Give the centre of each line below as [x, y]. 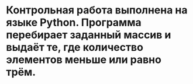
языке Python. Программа [74, 22]
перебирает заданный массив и [89, 35]
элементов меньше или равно [84, 60]
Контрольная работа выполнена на [97, 10]
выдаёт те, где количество [75, 48]
